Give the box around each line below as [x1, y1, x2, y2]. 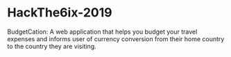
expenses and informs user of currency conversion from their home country [7, 34, 225, 43]
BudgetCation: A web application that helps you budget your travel [7, 27, 198, 36]
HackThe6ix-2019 [7, 5, 112, 21]
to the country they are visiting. [7, 42, 97, 50]
